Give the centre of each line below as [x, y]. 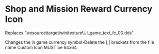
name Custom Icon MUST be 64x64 [41, 47]
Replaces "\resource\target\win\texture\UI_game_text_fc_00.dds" [70, 33]
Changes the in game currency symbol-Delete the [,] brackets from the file [79, 42]
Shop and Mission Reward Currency [79, 9]
